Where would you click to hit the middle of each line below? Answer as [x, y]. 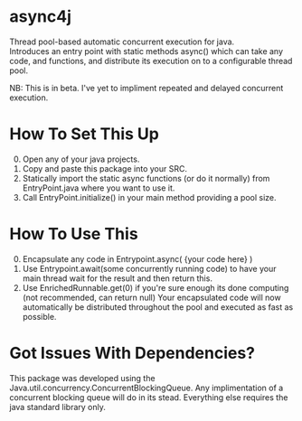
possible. [39, 316]
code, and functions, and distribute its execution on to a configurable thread [151, 61]
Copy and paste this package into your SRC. [105, 168]
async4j [41, 17]
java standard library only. [57, 407]
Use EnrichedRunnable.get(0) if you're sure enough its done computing [156, 287]
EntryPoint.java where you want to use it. [99, 188]
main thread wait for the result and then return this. [117, 278]
